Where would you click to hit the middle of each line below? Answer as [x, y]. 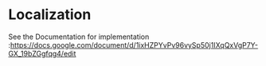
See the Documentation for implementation [79, 37]
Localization [50, 15]
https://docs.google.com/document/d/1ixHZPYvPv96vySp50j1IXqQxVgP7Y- [135, 45]
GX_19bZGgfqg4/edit [42, 53]
